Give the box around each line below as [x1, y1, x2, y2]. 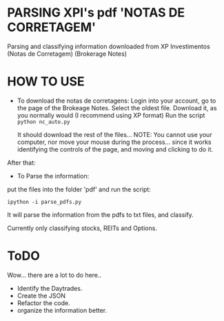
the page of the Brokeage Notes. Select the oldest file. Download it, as [17, 103, 217, 112]
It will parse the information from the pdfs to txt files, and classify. [7, 210, 194, 218]
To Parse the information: [17, 172, 90, 180]
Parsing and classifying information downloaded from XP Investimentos [7, 42, 210, 50]
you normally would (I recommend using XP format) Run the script [17, 111, 205, 119]
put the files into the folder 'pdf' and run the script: [7, 185, 152, 194]
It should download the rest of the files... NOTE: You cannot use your [17, 130, 212, 138]
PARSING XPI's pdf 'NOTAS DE [7, 5, 185, 21]
